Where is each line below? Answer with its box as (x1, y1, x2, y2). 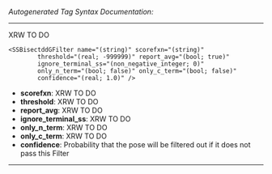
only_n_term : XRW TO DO (19, 123, 108, 132)
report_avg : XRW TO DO (19, 105, 103, 115)
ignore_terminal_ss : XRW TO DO (19, 114, 131, 124)
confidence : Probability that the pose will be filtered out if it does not (19, 140, 251, 149)
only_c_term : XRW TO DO (19, 131, 108, 141)
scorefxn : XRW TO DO (19, 88, 96, 98)
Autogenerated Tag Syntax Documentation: (8, 7, 154, 16)
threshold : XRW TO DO (19, 97, 99, 106)
